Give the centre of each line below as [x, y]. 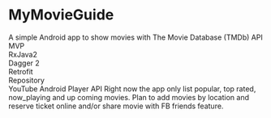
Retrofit [21, 71]
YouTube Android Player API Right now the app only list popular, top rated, [132, 88]
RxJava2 [23, 54]
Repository [26, 80]
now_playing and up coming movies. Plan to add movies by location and [129, 97]
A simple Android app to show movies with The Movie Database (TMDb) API [136, 37]
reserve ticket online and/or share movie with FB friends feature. [116, 106]
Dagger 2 [24, 63]
